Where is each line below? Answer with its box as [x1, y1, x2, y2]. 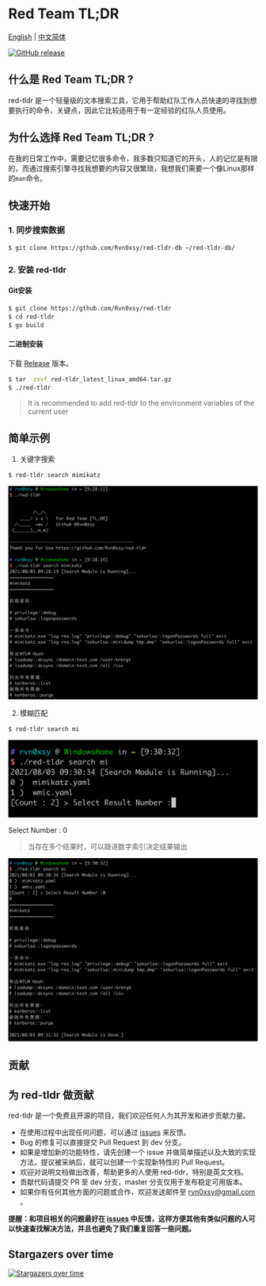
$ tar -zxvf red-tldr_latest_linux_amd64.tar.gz [8, 375, 172, 383]
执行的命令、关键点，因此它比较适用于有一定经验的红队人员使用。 [14, 105, 230, 115]
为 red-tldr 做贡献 [8, 1088, 94, 1102]
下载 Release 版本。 [8, 359, 73, 368]
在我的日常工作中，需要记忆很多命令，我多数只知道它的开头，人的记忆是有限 [8, 153, 258, 163]
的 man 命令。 [8, 173, 47, 183]
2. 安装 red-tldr [8, 264, 67, 275]
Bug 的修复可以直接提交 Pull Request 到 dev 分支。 [19, 1138, 186, 1147]
